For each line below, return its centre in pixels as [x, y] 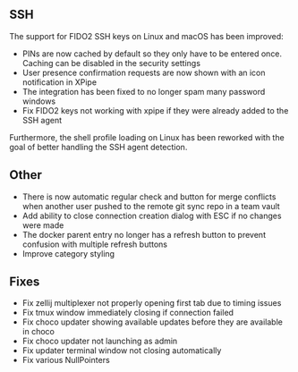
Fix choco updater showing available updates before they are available [153, 322]
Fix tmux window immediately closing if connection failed [128, 313]
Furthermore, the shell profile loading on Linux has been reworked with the [147, 137]
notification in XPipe [59, 82]
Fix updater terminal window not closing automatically [122, 351]
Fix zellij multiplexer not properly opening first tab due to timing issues [152, 303]
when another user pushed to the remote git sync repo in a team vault [151, 206]
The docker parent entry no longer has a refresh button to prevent [144, 234]
